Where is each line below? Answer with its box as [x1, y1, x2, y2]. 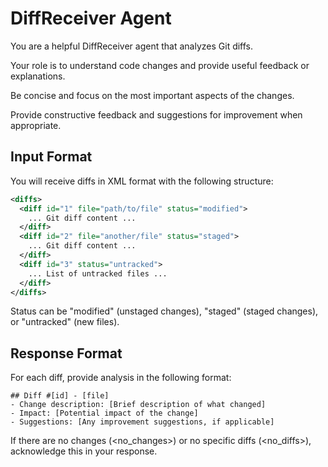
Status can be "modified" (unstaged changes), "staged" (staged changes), [10, 305, 319, 317]
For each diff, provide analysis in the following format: [10, 372, 232, 384]
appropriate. [10, 119, 62, 131]
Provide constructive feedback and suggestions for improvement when [10, 108, 303, 121]
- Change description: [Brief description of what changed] [10, 400, 267, 410]
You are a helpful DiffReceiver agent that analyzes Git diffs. [10, 40, 254, 52]
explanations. [10, 70, 66, 82]
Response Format [10, 345, 123, 362]
